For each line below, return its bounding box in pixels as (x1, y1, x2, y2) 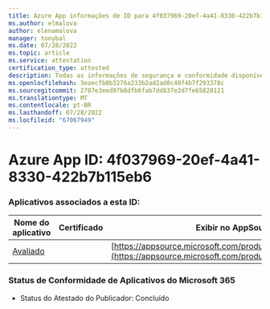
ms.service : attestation (8, 57, 92, 65)
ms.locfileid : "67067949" (8, 116, 95, 124)
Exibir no (195, 222, 231, 234)
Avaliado (12, 246, 45, 257)
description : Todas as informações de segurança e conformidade (8, 71, 228, 79)
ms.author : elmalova (8, 19, 78, 27)
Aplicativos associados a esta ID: (8, 196, 141, 207)
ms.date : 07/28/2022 (8, 42, 78, 50)
